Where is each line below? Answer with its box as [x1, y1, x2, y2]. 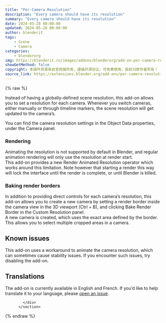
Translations [5, 272, 45, 280]
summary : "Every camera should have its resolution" [5, 16, 116, 21]
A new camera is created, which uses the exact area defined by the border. [5, 215, 158, 221]
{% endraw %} [5, 313, 36, 319]
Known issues [5, 234, 50, 242]
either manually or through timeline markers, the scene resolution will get [5, 105, 154, 111]
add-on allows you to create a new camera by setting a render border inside [5, 199, 160, 205]
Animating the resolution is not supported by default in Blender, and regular [5, 149, 159, 155]
